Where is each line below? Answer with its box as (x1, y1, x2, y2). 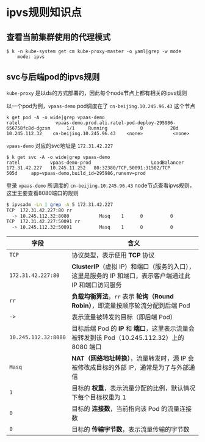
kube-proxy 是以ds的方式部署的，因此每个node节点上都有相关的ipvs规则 (6, 89, 187, 97)
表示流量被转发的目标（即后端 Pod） (71, 313, 177, 322)
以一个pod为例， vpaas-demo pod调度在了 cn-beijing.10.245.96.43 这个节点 (6, 102, 196, 109)
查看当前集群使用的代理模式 (6, 32, 111, 42)
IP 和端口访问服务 (71, 281, 122, 289)
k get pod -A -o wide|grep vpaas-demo (6, 114, 105, 120)
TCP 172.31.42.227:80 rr (6, 207, 72, 213)
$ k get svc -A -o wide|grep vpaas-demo (6, 154, 111, 160)
